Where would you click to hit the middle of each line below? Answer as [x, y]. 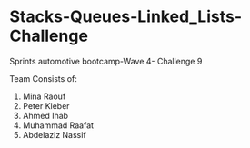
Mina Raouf [44, 96]
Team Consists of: [43, 78]
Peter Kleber [46, 105]
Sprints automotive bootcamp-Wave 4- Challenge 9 [106, 61]
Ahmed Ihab [45, 115]
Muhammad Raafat [58, 125]
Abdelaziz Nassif [54, 134]
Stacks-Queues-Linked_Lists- [126, 17]
